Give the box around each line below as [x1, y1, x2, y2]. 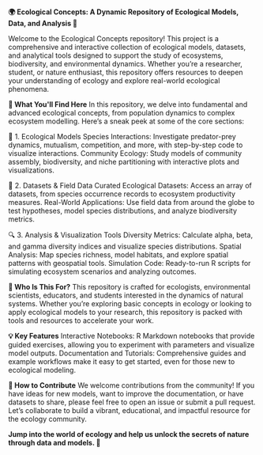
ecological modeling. [8, 366, 77, 374]
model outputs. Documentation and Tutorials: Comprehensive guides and [8, 348, 246, 358]
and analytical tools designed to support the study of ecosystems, [8, 51, 224, 60]
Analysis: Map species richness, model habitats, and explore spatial [8, 250, 229, 260]
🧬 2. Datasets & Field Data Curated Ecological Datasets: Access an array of [8, 181, 253, 190]
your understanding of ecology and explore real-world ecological [8, 76, 220, 85]
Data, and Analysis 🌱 [8, 19, 77, 28]
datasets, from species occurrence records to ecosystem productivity [8, 189, 235, 199]
